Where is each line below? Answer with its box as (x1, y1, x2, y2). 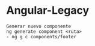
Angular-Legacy (6, 4, 90, 17)
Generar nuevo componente (6, 23, 71, 29)
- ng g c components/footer (6, 33, 77, 39)
